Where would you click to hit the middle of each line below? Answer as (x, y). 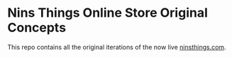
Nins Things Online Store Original (107, 13)
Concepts (37, 28)
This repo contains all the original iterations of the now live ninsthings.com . (117, 47)
